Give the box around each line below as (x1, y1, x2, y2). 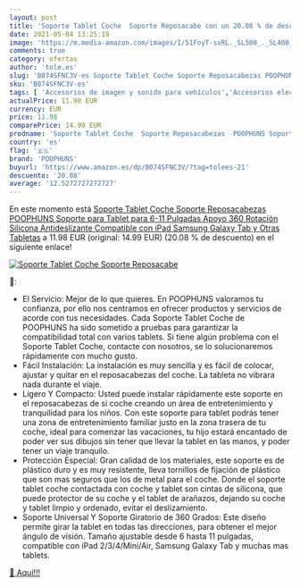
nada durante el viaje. (21, 379, 103, 390)
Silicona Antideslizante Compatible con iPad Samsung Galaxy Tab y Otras (9, 222, 280, 233)
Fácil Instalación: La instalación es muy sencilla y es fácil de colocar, (21, 360, 274, 371)
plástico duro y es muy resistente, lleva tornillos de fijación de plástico (21, 465, 281, 475)
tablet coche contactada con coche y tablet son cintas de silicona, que (21, 483, 283, 494)
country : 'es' (9, 138, 62, 147)
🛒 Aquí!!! (9, 567, 41, 578)
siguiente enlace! (9, 242, 72, 253)
